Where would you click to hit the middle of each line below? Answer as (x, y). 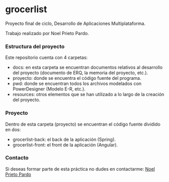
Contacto (17, 158)
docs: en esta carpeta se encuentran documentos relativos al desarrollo (88, 68)
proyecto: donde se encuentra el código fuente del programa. (77, 78)
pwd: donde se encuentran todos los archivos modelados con (77, 84)
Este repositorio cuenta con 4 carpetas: (47, 57)
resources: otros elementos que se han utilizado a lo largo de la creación (88, 95)
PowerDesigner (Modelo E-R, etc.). (49, 89)
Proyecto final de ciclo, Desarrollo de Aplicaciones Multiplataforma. (75, 23)
